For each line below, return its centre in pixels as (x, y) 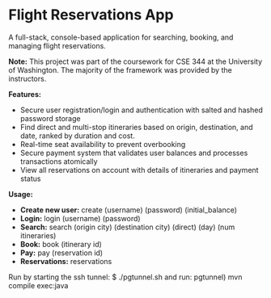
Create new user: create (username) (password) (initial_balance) (128, 210)
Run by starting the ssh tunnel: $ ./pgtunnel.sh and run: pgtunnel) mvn (125, 277)
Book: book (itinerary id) (61, 244)
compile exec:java (38, 285)
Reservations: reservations (66, 261)
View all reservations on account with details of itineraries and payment (139, 170)
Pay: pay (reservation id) (61, 253)
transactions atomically (59, 161)
